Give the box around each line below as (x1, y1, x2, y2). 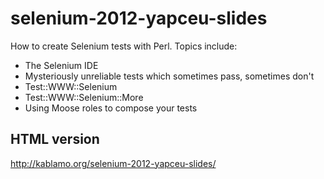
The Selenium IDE (24, 59, 99, 71)
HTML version (10, 131, 100, 148)
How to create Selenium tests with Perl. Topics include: (10, 40, 238, 52)
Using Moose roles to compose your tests (24, 102, 198, 114)
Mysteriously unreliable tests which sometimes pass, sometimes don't (24, 70, 315, 82)
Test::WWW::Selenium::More (24, 91, 144, 103)
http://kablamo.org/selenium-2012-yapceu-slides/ (10, 157, 217, 169)
